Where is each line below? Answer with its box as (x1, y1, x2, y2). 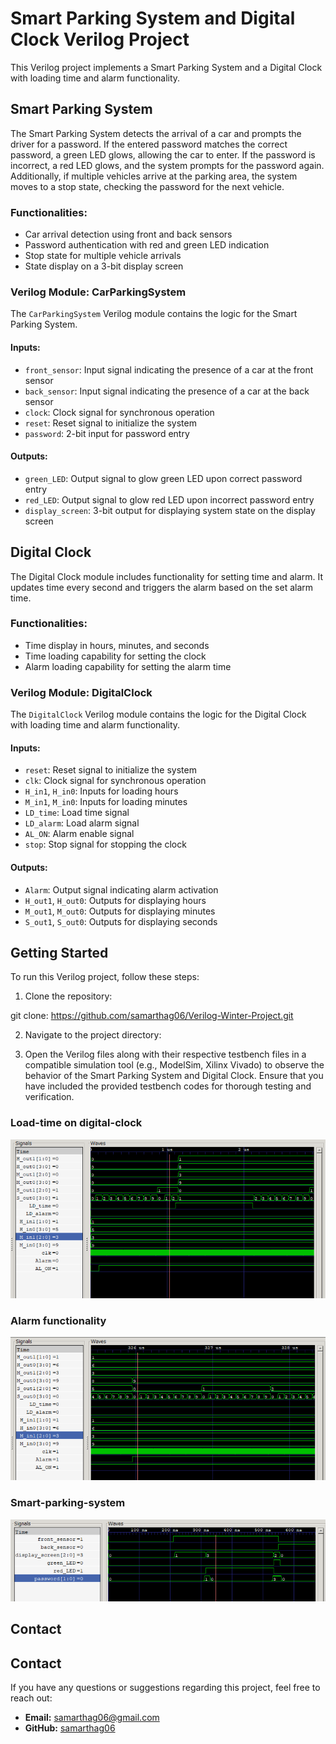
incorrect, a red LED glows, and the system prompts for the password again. (10, 159, 325, 171)
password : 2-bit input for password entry (24, 427, 190, 439)
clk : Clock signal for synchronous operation (24, 775, 207, 787)
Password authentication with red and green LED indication (24, 239, 270, 251)
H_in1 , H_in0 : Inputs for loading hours (24, 785, 179, 797)
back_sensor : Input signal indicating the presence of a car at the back (24, 385, 310, 397)
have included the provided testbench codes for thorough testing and (24, 1080, 312, 1092)
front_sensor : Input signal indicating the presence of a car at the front (24, 363, 314, 376)
